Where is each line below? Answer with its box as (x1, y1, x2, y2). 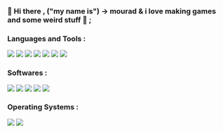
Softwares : (7, 68, 48, 78)
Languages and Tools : (7, 34, 86, 43)
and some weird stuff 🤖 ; (7, 15, 92, 24)
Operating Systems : (7, 102, 79, 112)
